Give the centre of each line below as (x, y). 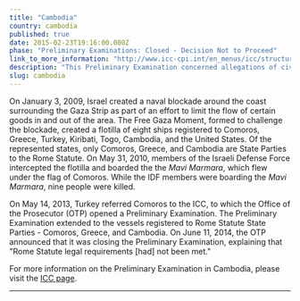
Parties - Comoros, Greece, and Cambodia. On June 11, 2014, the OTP (137, 232)
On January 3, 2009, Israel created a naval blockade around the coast (138, 101)
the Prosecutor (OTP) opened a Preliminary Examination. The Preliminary (143, 213)
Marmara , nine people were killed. (72, 186)
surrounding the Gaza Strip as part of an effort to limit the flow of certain (143, 110)
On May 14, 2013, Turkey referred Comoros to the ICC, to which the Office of (150, 204)
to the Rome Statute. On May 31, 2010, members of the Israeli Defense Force (150, 158)
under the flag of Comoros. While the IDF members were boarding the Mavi (148, 177)
